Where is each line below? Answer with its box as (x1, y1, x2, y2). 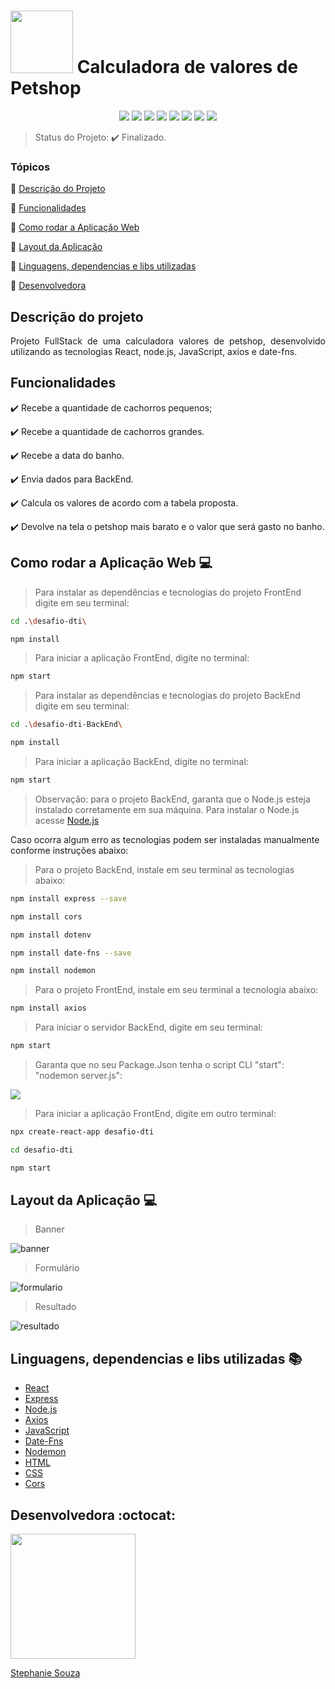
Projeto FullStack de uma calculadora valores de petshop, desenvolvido (10, 335, 326, 347)
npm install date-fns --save (10, 948, 132, 958)
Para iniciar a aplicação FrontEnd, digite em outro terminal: (34, 1108, 277, 1120)
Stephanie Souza (10, 1667, 81, 1679)
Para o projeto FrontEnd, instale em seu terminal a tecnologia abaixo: (34, 984, 319, 996)
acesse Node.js (34, 814, 100, 826)
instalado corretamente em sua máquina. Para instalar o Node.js (34, 803, 300, 815)
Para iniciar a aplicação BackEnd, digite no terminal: (34, 756, 249, 768)
